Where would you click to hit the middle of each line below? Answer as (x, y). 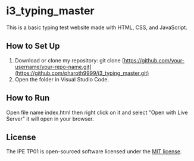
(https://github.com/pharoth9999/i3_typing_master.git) (82, 73)
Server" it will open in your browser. (50, 119)
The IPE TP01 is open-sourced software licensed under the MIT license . (94, 151)
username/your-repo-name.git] (53, 67)
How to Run (28, 98)
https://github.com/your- (154, 60)
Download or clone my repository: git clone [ (69, 60)
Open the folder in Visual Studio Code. (62, 79)
